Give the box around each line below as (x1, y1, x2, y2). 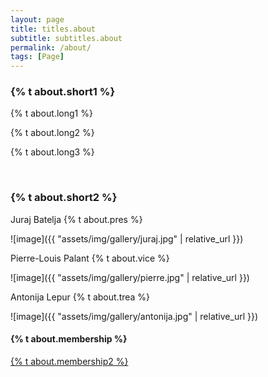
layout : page (10, 14, 65, 25)
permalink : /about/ (10, 42, 92, 53)
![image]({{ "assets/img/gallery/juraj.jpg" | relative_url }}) (10, 232, 244, 245)
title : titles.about (10, 24, 97, 34)
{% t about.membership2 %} (10, 355, 129, 367)
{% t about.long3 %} (10, 146, 95, 158)
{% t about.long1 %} (10, 107, 93, 120)
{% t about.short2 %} (10, 191, 118, 205)
